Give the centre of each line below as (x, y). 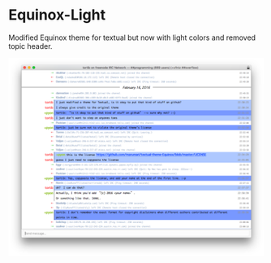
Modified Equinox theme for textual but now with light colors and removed (132, 37)
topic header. (30, 46)
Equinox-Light (57, 15)
